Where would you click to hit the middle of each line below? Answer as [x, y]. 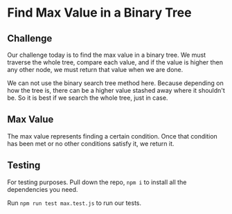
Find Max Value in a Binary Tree [99, 13]
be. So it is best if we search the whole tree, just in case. [88, 98]
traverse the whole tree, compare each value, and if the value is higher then [115, 62]
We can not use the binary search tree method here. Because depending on [115, 83]
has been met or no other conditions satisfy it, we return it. [91, 143]
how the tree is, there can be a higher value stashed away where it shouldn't [116, 90]
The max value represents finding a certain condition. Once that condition [113, 136]
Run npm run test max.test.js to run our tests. [74, 203]
